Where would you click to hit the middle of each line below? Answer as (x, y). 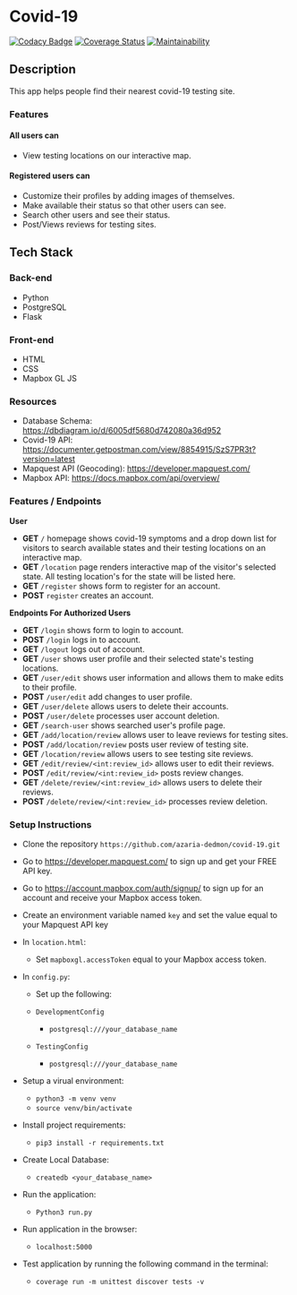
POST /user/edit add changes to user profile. (107, 697)
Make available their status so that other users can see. (124, 206)
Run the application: (59, 1194)
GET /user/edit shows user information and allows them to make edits (153, 677)
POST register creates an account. (88, 595)
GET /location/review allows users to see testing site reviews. (138, 753)
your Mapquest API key (65, 924)
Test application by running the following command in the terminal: (145, 1264)
